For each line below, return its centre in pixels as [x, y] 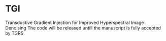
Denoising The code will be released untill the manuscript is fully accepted [83, 27]
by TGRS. [15, 33]
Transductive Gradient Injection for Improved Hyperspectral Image [75, 22]
